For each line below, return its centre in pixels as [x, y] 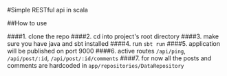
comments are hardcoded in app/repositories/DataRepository [96, 65]
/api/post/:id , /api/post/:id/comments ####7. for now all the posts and [109, 58]
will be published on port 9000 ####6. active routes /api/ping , [96, 51]
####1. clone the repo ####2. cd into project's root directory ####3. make [113, 36]
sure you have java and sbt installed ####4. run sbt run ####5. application [114, 43]
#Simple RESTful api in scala [47, 10]
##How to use [27, 23]
